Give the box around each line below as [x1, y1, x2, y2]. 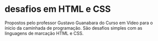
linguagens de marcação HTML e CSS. [4, 30, 84, 36]
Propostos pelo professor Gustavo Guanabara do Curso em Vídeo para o [4, 20, 153, 26]
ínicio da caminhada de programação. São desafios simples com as [4, 25, 143, 31]
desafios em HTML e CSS [4, 3, 111, 15]
